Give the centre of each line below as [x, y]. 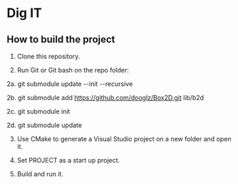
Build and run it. [40, 174]
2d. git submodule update [45, 125]
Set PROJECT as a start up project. [68, 160]
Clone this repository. [48, 56]
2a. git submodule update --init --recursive [70, 84]
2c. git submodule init [38, 111]
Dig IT [24, 13]
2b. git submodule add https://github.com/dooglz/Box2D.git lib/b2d [105, 98]
